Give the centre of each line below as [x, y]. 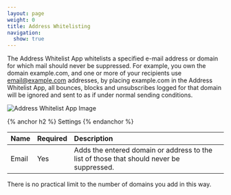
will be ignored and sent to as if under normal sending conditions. [100, 95]
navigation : [24, 33]
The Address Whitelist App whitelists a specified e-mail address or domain [113, 58]
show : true [29, 39]
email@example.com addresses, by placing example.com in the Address [110, 80]
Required [52, 139]
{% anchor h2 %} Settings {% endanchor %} [70, 122]
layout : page [26, 13]
